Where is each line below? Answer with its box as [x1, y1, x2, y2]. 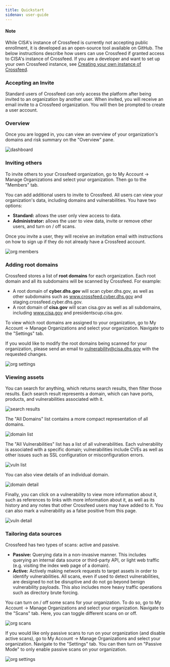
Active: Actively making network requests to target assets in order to [12, 568, 157, 574]
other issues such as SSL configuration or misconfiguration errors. [5, 452, 145, 458]
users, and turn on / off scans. [12, 223, 76, 229]
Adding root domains [5, 261, 58, 268]
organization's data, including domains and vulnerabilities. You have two [5, 197, 156, 203]
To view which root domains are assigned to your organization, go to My [5, 319, 156, 325]
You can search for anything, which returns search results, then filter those [5, 386, 162, 392]
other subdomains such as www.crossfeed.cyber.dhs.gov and [12, 293, 143, 299]
